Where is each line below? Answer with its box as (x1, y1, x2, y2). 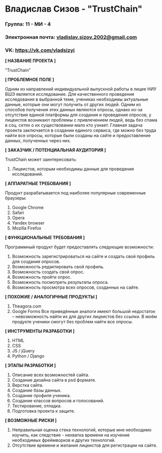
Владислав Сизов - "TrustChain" (5, 3, 143, 15)
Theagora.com (12, 303, 42, 309)
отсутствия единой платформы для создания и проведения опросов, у (5, 112, 151, 118)
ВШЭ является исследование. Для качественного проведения (5, 91, 134, 97)
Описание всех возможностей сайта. (12, 372, 89, 378)
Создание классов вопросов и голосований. (12, 398, 104, 404)
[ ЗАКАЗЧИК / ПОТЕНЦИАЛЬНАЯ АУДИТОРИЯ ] (5, 147, 106, 153)
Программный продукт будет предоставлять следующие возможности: (5, 244, 154, 250)
